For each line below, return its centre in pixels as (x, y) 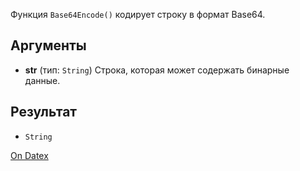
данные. (42, 80)
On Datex (29, 155)
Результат (44, 112)
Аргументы (48, 45)
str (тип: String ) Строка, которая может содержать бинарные (157, 70)
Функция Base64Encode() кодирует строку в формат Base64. (138, 14)
